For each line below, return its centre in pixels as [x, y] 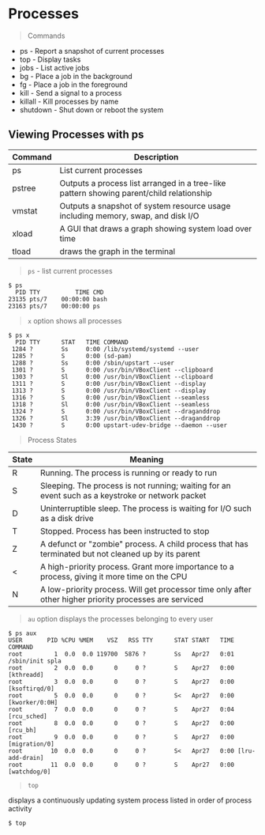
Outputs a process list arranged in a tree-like [143, 183]
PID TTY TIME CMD [60, 292]
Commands [46, 36]
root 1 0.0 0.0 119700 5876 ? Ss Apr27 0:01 [121, 654]
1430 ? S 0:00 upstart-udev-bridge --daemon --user [119, 425]
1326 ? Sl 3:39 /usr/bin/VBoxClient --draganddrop [116, 418]
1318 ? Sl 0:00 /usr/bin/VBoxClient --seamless [111, 404]
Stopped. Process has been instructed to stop [125, 531]
